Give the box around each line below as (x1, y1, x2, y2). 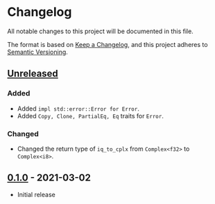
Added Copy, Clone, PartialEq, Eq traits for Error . (17, 111, 164, 120)
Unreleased (7, 68, 59, 80)
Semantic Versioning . (7, 48, 68, 56)
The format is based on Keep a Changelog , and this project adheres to (7, 40, 208, 48)
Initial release (17, 190, 55, 198)
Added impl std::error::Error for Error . (17, 104, 140, 113)
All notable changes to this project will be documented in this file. (7, 27, 194, 35)
